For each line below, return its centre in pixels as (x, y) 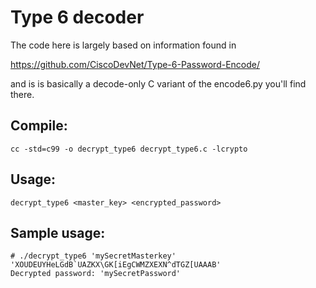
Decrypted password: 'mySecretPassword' (96, 274)
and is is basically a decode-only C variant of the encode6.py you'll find (158, 83)
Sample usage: (58, 232)
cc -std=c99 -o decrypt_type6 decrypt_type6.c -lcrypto (129, 149)
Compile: (39, 126)
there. (22, 94)
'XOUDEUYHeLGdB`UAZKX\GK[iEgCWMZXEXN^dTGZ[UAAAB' (116, 265)
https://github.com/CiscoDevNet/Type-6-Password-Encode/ (135, 64)
